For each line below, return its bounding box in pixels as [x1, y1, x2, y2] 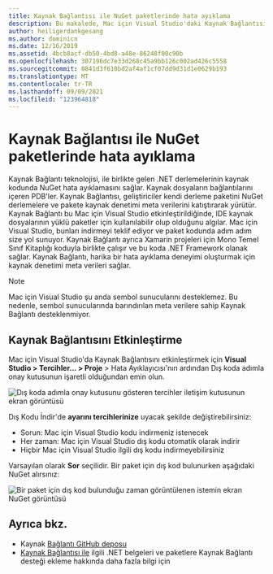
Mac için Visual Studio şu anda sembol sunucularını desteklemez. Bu [8, 292, 238, 302]
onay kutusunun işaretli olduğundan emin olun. [8, 372, 165, 381]
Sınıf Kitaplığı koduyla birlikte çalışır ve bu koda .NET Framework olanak [8, 243, 248, 253]
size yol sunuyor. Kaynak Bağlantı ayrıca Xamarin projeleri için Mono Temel [8, 235, 259, 245]
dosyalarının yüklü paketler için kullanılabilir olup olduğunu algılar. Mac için [8, 217, 258, 228]
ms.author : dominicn [8, 34, 79, 43]
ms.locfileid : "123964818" [8, 95, 100, 103]
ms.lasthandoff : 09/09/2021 [8, 87, 104, 96]
